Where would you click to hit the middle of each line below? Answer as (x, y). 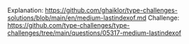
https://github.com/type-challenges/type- (69, 25)
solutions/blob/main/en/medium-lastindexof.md (77, 18)
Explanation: (26, 10)
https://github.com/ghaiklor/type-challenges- (111, 10)
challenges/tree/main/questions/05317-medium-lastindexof (94, 33)
